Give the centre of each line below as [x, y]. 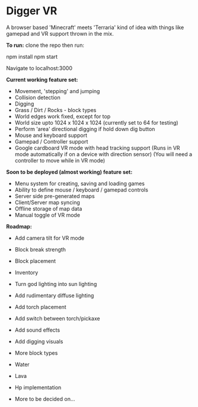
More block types [36, 353]
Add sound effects [37, 330]
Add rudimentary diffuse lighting [54, 295]
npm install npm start [32, 56]
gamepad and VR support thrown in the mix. [60, 33]
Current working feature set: [42, 80]
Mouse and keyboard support [51, 135]
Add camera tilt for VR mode [49, 238]
